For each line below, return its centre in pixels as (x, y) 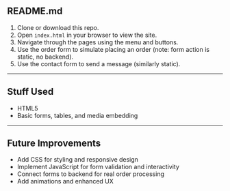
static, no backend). (45, 57)
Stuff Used (30, 92)
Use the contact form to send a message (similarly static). (99, 63)
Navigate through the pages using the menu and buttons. (98, 42)
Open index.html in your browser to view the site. (87, 35)
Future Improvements (54, 144)
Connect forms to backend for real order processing (91, 174)
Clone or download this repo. (58, 27)
